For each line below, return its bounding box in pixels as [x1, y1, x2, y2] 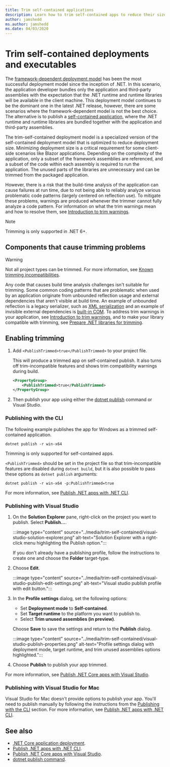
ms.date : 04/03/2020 [5, 26, 49, 31]
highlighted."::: [12, 652, 43, 658]
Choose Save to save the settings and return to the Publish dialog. [12, 625, 152, 632]
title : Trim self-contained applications [5, 7, 94, 13]
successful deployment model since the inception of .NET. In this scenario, [5, 81, 161, 87]
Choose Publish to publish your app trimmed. [12, 661, 108, 668]
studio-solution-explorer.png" [12, 534, 75, 541]
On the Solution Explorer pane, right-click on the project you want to [12, 514, 157, 520]
